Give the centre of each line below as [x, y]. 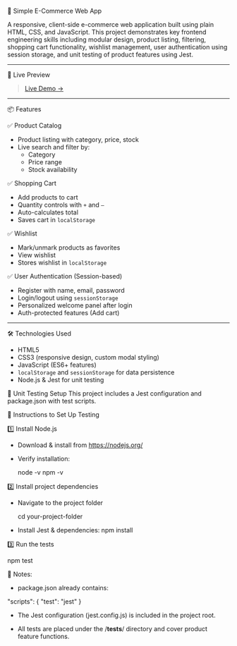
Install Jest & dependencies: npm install [75, 530]
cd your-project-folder [50, 516]
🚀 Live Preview [29, 75]
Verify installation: [44, 459]
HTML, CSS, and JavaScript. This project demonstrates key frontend [107, 32]
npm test [20, 560]
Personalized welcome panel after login [75, 305]
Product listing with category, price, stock [78, 140]
